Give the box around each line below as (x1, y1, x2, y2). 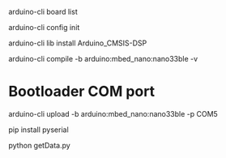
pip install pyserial (8, 125, 69, 135)
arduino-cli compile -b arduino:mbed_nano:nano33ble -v (8, 54, 198, 63)
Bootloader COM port (8, 83, 156, 100)
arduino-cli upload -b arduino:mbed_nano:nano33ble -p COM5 (8, 109, 219, 118)
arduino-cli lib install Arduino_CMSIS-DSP (8, 38, 147, 48)
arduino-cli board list (8, 7, 79, 16)
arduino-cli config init (8, 23, 80, 32)
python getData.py (8, 140, 70, 150)
